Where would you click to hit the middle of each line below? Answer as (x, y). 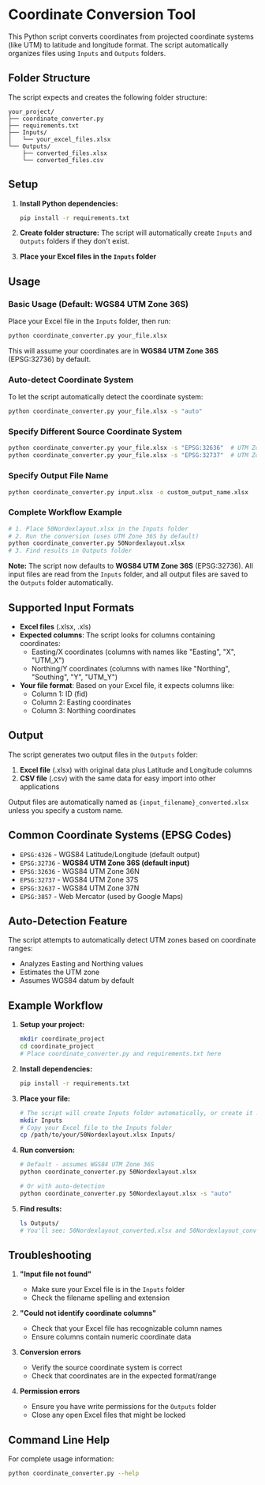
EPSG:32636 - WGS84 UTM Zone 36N (80, 871)
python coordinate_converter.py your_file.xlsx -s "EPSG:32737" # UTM (128, 455)
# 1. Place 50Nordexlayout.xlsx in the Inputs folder (99, 529)
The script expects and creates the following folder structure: (108, 97)
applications (39, 786)
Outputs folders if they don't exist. (75, 241)
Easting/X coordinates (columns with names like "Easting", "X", (133, 652)
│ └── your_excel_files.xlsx (60, 139)
